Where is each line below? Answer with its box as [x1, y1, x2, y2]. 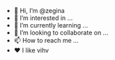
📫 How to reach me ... [13, 37, 79, 44]
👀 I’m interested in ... [13, 14, 73, 22]
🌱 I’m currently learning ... [13, 21, 89, 29]
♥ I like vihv [13, 46, 49, 54]
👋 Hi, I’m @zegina [13, 7, 65, 14]
